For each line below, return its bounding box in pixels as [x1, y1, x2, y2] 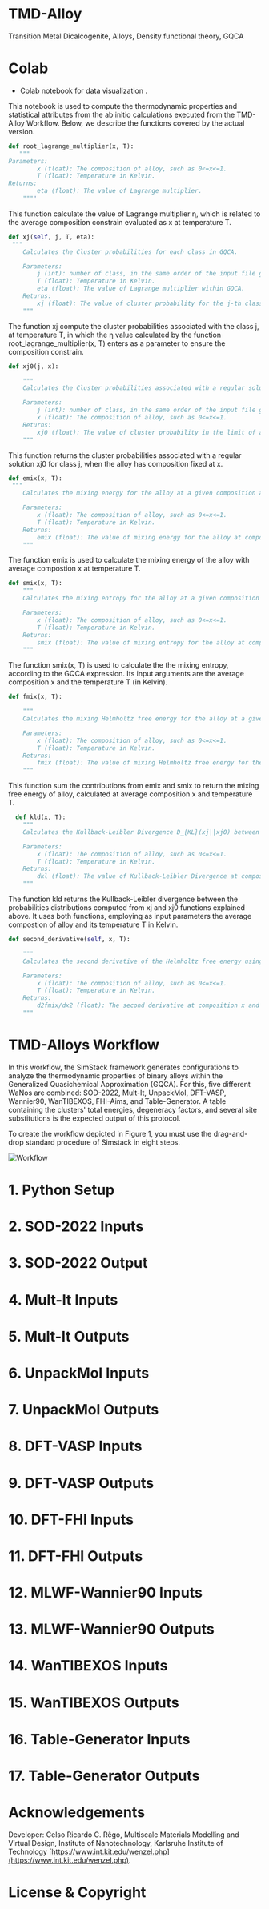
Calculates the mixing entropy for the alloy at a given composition [22, 594, 260, 603]
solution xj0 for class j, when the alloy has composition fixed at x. [8, 459, 223, 468]
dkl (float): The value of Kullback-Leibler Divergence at [37, 872, 239, 880]
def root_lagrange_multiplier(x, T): [8, 142, 134, 150]
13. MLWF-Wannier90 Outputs [8, 1620, 215, 1638]
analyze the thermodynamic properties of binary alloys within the [8, 1070, 223, 1081]
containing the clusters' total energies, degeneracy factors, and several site [8, 1105, 258, 1114]
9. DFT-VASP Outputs [8, 1474, 155, 1492]
